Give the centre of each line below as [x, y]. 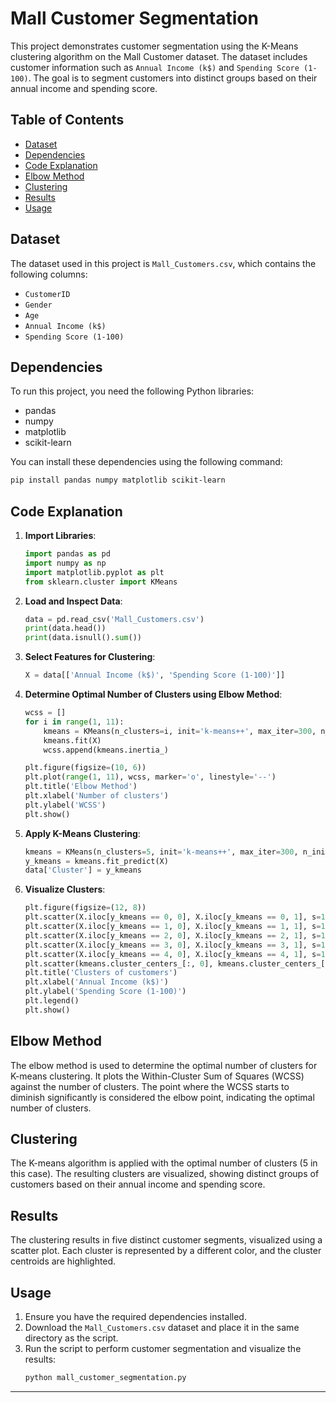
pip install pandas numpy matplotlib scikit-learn [118, 480]
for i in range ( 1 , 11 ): [74, 722]
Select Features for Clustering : [90, 657]
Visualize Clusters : [65, 889]
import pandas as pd [67, 554]
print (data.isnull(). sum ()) [83, 638]
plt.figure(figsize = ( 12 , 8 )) [85, 908]
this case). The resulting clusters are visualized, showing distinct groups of [165, 1174]
